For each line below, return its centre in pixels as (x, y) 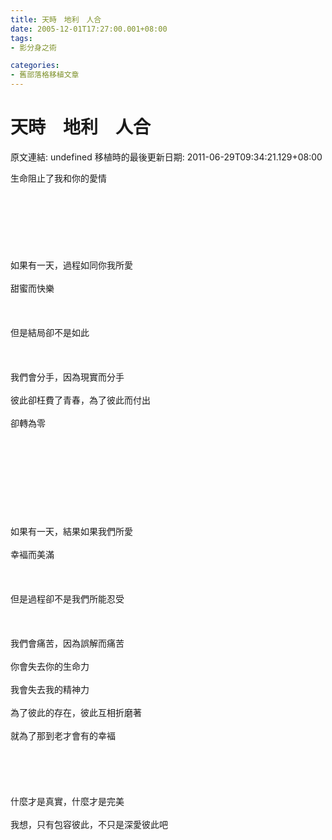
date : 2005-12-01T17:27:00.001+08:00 (89, 29)
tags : (21, 38)
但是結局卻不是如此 (50, 332)
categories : (35, 66)
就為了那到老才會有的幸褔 (63, 735)
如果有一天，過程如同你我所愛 (71, 265)
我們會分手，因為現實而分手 (67, 377)
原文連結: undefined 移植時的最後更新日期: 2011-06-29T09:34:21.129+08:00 (166, 157)
